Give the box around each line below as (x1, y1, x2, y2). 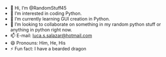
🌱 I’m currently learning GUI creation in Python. (10, 16, 110, 22)
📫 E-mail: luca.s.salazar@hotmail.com (10, 32, 93, 39)
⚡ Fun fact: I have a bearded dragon (10, 46, 86, 51)
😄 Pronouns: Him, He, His (10, 40, 66, 46)
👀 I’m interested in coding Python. (10, 10, 82, 16)
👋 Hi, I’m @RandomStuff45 (10, 5, 67, 11)
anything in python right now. (10, 27, 72, 33)
